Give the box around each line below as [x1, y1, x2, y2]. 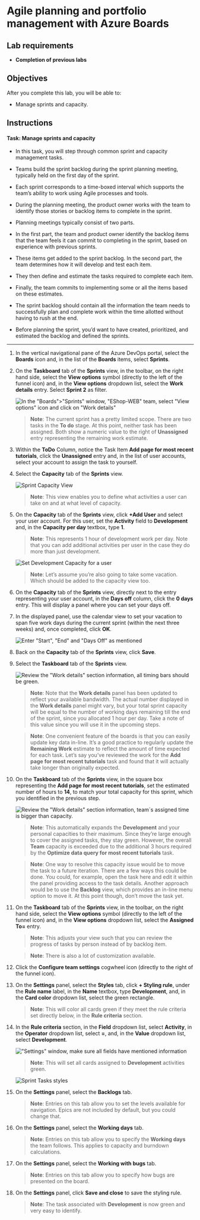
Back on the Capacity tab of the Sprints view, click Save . [15, 649, 156, 656]
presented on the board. [30, 1178, 90, 1185]
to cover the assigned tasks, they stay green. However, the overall [30, 837, 192, 844]
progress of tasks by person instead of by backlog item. [30, 941, 167, 948]
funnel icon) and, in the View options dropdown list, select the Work [15, 380, 183, 387]
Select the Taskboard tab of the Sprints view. [15, 660, 128, 667]
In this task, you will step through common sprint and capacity [15, 147, 168, 155]
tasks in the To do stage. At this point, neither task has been [30, 422, 177, 429]
